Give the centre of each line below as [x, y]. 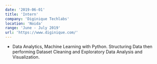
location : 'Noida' [24, 23]
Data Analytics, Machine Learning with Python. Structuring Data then [82, 47]
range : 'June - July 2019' [33, 28]
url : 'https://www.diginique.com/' [42, 32]
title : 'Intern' [22, 14]
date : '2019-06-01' [25, 10]
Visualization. [26, 57]
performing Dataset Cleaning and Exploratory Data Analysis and [77, 52]
